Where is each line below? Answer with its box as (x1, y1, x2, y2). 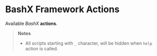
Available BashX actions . (5, 20, 58, 26)
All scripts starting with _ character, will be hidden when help (25, 40, 152, 46)
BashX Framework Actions (5, 4, 120, 15)
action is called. (25, 45, 58, 51)
